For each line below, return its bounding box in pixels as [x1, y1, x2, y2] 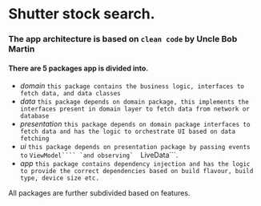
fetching [19, 135, 50, 143]
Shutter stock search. [8, 5, 155, 23]
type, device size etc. [19, 174, 100, 183]
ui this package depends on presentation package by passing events [19, 142, 251, 151]
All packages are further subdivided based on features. [8, 188, 191, 198]
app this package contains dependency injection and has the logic [19, 159, 251, 168]
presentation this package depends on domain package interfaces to [19, 119, 251, 129]
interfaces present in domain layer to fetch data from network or [19, 105, 250, 113]
